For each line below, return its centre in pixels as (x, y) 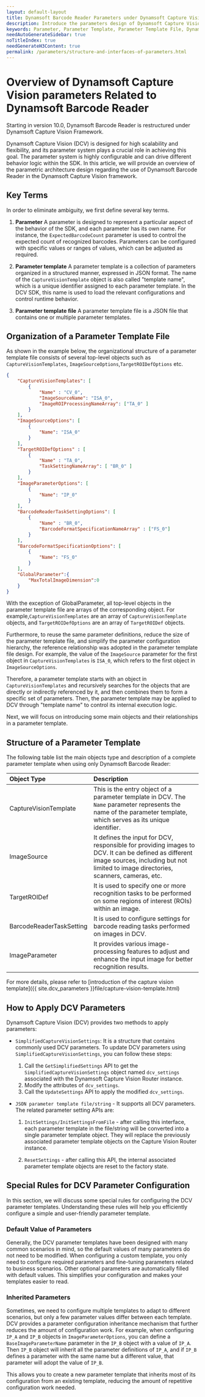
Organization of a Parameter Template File (88, 336)
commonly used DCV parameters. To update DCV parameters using (100, 1047)
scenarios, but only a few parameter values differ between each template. (99, 1317)
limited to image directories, (133, 868)
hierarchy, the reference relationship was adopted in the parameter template (102, 648)
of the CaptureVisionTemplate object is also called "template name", (100, 279)
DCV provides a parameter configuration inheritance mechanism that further (102, 1324)
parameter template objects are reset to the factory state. (96, 1166)
